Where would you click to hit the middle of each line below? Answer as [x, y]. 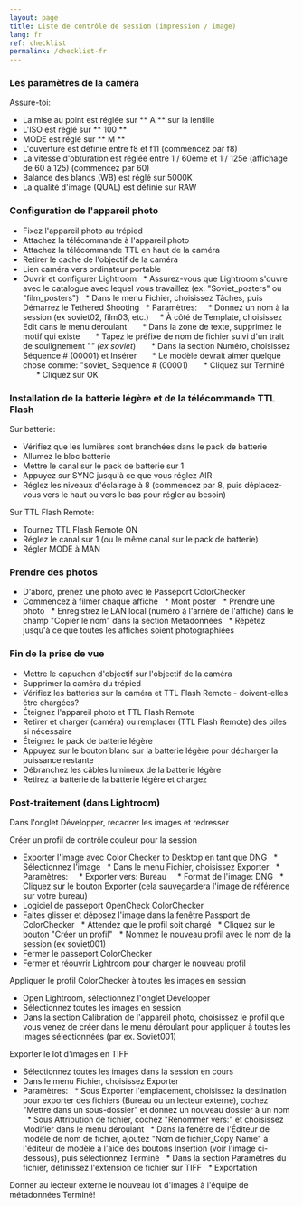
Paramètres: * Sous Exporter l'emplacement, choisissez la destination [154, 1090]
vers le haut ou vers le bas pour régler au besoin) [134, 495]
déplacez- [263, 486]
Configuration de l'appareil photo [84, 211]
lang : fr [26, 34]
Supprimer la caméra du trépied [82, 683]
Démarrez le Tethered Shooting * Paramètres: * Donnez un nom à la [156, 307]
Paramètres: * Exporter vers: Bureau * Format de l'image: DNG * [153, 876]
